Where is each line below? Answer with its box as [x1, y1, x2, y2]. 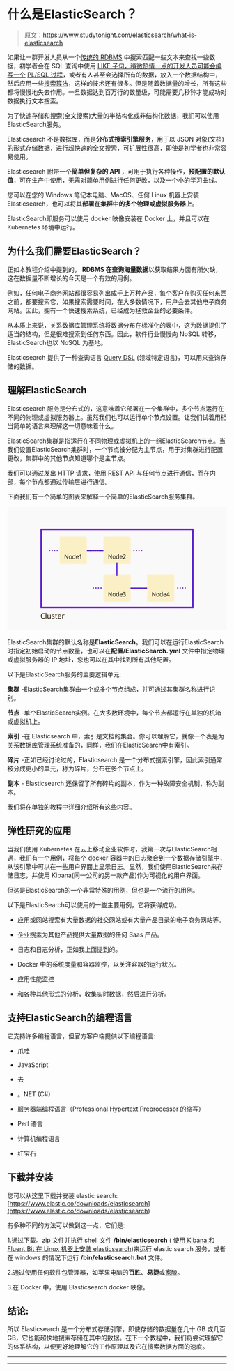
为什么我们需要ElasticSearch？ [7, 245, 142, 257]
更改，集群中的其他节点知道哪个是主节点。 [7, 454, 130, 462]
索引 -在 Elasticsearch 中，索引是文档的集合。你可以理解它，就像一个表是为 [7, 732, 225, 741]
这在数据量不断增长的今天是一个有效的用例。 [7, 273, 136, 282]
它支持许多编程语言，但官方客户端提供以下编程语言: [7, 1031, 156, 1040]
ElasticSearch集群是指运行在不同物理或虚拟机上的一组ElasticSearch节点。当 [7, 437, 226, 445]
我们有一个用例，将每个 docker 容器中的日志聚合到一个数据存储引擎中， [19, 854, 226, 862]
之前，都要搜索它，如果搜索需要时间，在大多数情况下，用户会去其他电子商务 [7, 297, 227, 305]
